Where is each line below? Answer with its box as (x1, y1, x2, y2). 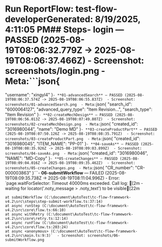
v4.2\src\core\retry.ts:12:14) (5, 216, 68, 221)
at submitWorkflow (5, 194, 42, 200)
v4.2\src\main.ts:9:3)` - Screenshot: (5, 233, 86, 238)
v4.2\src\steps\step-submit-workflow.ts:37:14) (5, 199, 103, 204)
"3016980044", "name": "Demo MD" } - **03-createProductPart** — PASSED (5, 126, 158, 132)
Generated (47, 14, 91, 25)
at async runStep (5, 203, 40, 208)
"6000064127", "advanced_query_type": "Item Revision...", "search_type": (5, 106, 153, 112)
